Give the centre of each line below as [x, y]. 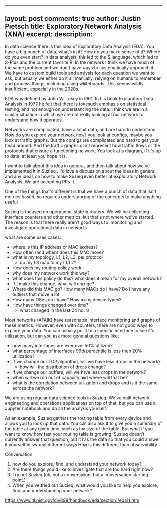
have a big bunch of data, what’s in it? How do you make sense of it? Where [83, 52]
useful [12, 202]
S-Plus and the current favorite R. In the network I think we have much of [80, 62]
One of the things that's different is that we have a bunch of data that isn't [81, 191]
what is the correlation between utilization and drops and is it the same [85, 383]
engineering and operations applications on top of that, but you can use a [80, 403]
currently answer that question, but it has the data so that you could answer [83, 439]
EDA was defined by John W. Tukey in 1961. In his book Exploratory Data [79, 98]
